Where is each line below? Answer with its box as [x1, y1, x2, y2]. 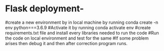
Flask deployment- [5, 3, 84, 14]
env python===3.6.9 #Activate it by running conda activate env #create [5, 24, 151, 30]
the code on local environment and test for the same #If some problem [5, 35, 149, 41]
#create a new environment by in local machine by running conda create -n [5, 19, 159, 25]
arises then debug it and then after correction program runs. [5, 40, 127, 46]
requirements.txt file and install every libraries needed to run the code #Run [5, 30, 159, 36]
